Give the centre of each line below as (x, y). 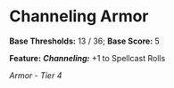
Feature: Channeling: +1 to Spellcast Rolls (87, 58)
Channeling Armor (79, 16)
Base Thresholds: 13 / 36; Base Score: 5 (85, 41)
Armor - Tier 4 (36, 75)
